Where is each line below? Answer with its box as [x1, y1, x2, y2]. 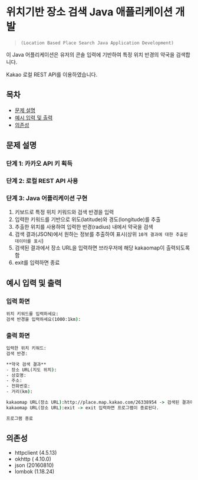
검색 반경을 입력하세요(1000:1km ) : [6, 316, 81, 322]
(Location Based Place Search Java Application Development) [20, 40, 174, 46]
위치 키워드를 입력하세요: [6, 311, 59, 317]
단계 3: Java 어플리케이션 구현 [6, 194, 87, 202]
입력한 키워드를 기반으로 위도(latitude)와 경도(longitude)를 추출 [14, 216, 161, 223]
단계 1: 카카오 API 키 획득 [6, 160, 72, 168]
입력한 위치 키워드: [6, 346, 47, 351]
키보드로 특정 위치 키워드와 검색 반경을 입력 [14, 209, 114, 216]
